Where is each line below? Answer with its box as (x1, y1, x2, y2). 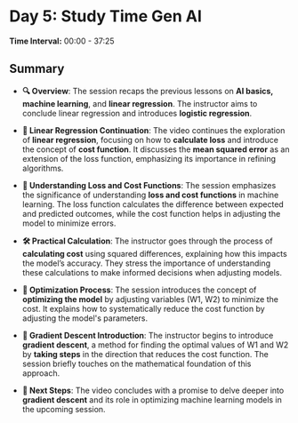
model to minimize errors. (21, 218, 117, 228)
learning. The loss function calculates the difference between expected (21, 198, 285, 210)
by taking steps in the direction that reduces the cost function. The (21, 348, 269, 359)
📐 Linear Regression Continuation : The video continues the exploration (21, 124, 286, 135)
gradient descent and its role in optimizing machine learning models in (21, 394, 283, 405)
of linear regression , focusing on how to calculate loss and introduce (21, 134, 278, 145)
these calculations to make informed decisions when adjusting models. (21, 267, 283, 277)
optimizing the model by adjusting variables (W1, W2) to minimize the (21, 293, 278, 304)
